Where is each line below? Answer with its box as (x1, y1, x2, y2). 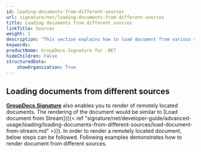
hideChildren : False (6, 53, 58, 59)
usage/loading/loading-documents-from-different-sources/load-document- (6, 121, 193, 128)
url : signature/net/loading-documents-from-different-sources (6, 14, 165, 20)
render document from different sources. (6, 140, 107, 147)
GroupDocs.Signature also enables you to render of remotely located (6, 102, 178, 109)
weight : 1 (6, 31, 31, 37)
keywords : (6, 42, 31, 48)
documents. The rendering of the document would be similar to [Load (6, 108, 178, 116)
